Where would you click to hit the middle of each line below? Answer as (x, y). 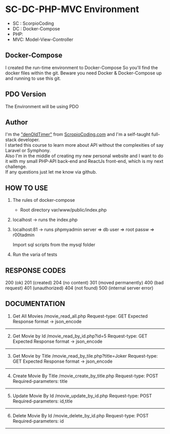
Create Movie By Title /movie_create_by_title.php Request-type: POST (85, 376)
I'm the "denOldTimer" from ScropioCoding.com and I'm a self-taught (78, 135)
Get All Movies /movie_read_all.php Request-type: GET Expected (80, 316)
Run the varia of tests (35, 254)
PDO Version (26, 94)
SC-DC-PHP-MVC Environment (72, 9)
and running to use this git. (33, 78)
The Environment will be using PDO (42, 106)
